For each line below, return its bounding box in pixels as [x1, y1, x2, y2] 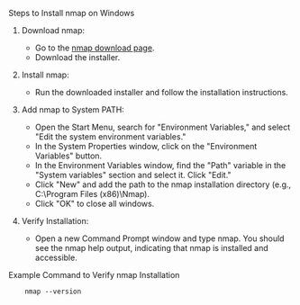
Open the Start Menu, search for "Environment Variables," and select [34, 121, 291, 132]
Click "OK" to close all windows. [34, 198, 155, 209]
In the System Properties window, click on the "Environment [34, 141, 258, 151]
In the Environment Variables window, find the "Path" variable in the [34, 160, 286, 170]
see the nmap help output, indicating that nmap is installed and [34, 243, 269, 253]
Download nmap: [21, 25, 86, 35]
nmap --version [24, 287, 82, 296]
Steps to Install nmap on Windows [8, 8, 135, 18]
